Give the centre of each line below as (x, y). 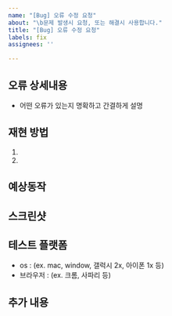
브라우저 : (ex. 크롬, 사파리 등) (65, 275)
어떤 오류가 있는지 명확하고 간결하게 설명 (81, 105)
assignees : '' (31, 45)
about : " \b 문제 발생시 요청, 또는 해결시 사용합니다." (85, 23)
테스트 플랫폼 (38, 245)
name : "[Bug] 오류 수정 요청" (52, 15)
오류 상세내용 (38, 85)
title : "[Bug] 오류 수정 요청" (54, 30)
